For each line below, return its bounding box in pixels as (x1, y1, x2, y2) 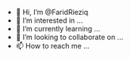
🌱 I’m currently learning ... (15, 24, 101, 33)
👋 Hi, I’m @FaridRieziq (15, 8, 89, 16)
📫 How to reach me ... (15, 42, 90, 50)
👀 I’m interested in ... (15, 16, 83, 25)
